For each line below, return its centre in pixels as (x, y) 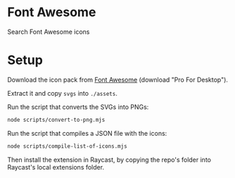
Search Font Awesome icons (49, 32)
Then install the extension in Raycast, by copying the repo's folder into (109, 160)
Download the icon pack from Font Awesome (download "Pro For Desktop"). (118, 80)
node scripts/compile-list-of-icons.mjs (68, 146)
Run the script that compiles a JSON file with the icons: (87, 133)
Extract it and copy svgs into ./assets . (62, 93)
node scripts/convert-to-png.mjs (56, 120)
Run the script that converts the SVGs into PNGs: (78, 107)
